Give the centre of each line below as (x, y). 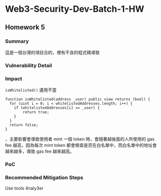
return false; (24, 125)
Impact (14, 79)
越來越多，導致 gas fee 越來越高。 (40, 151)
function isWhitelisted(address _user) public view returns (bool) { (78, 99)
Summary (17, 41)
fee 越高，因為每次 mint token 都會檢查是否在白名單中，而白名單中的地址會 (81, 145)
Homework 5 (25, 27)
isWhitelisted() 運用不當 (31, 90)
